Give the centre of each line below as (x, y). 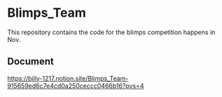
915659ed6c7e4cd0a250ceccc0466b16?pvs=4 (76, 86)
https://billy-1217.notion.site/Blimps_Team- (68, 78)
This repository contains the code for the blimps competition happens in (111, 32)
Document (30, 62)
